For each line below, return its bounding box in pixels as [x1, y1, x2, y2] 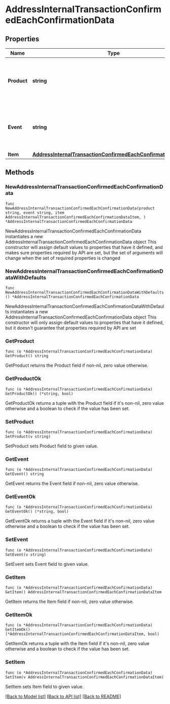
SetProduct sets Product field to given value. [5, 443, 99, 449]
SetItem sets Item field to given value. [5, 683, 84, 689]
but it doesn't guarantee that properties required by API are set [5, 325, 137, 331]
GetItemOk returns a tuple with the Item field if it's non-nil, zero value [5, 641, 150, 647]
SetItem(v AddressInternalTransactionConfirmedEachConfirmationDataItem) [5, 675, 164, 680]
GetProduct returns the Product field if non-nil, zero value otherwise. [5, 362, 149, 369]
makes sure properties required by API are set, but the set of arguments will [5, 249, 163, 255]
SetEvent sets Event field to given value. [5, 561, 89, 567]
